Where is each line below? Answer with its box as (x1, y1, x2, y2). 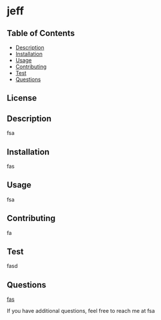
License (7, 93, 37, 103)
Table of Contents (7, 28, 75, 38)
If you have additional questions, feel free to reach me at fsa (7, 307, 155, 315)
